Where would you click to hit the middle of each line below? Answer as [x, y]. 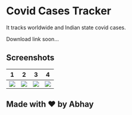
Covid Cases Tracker [59, 11]
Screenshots [30, 58]
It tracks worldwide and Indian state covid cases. [66, 27]
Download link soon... [33, 39]
